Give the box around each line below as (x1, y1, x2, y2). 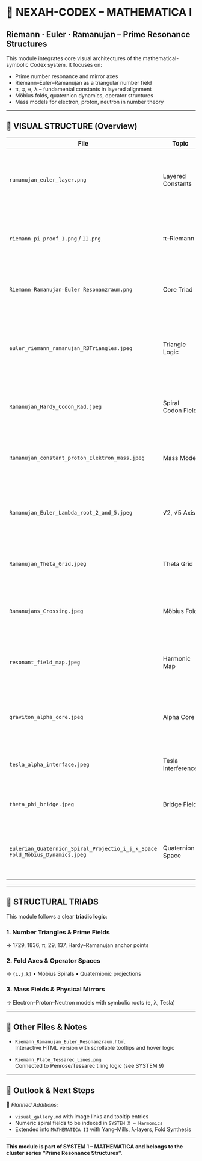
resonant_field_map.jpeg (9, 658, 81, 666)
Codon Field (162, 406, 197, 414)
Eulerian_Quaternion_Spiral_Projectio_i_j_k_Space (9, 845, 158, 852)
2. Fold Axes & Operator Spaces (6, 956, 101, 964)
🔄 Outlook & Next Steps (6, 1085, 95, 1095)
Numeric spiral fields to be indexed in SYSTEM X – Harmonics (14, 1120, 163, 1127)
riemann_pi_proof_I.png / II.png (9, 234, 101, 242)
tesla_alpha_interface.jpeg (9, 761, 90, 768)
